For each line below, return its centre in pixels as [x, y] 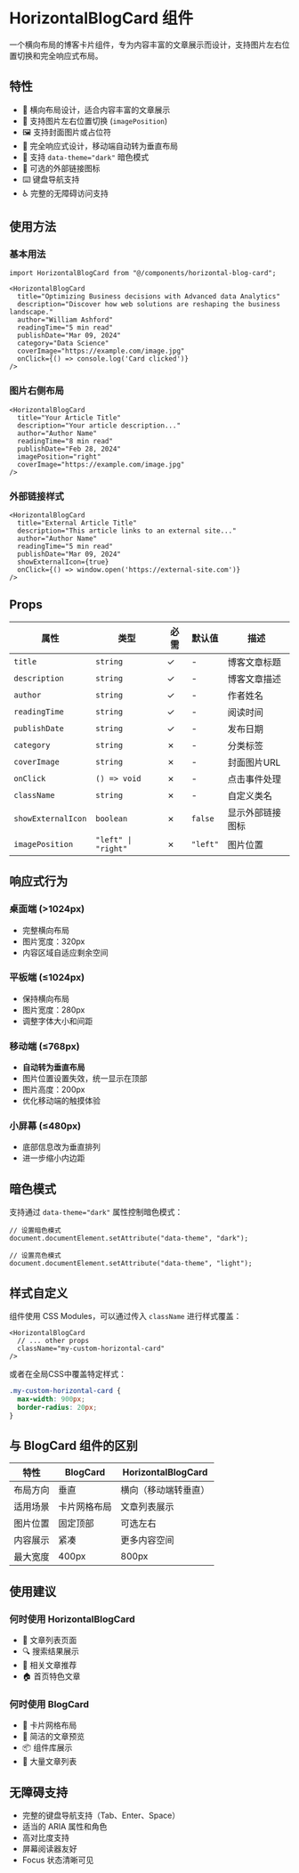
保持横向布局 [45, 998]
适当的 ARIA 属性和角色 [65, 1827]
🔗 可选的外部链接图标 [61, 168]
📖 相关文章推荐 [49, 1665]
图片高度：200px [53, 1090]
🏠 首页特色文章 [51, 1676]
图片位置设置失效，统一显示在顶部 [85, 1079]
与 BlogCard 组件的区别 [73, 1445]
